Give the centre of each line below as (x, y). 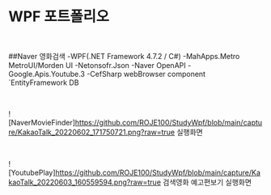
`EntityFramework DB (44, 83)
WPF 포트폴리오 (59, 17)
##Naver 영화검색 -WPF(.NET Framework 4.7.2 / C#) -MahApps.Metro (124, 56)
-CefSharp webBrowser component (146, 74)
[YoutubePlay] (32, 172)
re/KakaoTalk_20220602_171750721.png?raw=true (92, 132)
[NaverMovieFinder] (42, 122)
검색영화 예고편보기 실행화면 (207, 182)
